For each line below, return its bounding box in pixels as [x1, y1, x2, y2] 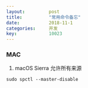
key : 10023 [6, 31, 62, 37]
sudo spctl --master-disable [6, 77, 78, 83]
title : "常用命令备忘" [6, 14, 81, 20]
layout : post [6, 8, 60, 15]
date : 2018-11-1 [6, 20, 73, 26]
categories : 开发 [6, 25, 58, 32]
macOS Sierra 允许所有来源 [14, 65, 82, 72]
